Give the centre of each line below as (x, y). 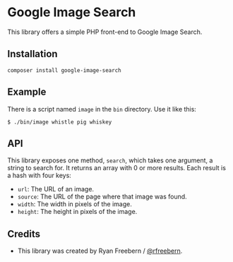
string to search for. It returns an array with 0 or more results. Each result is (116, 168)
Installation (32, 54)
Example (27, 92)
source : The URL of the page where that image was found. (102, 197)
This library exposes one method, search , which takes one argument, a (110, 160)
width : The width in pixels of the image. (74, 204)
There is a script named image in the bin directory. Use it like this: (102, 109)
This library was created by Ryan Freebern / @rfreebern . (100, 251)
